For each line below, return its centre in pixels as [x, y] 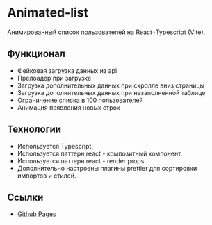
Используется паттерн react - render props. [81, 160]
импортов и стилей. [47, 176]
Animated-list [48, 13]
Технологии [34, 130]
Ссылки [25, 197]
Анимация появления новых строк [68, 107]
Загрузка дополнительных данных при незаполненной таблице [111, 92]
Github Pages [37, 214]
